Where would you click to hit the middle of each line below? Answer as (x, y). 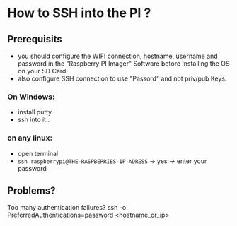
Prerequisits (35, 39)
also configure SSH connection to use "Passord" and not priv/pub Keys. (122, 78)
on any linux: (30, 138)
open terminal (38, 153)
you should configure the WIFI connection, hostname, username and (117, 56)
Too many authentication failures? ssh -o (67, 208)
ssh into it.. (34, 120)
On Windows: (31, 97)
